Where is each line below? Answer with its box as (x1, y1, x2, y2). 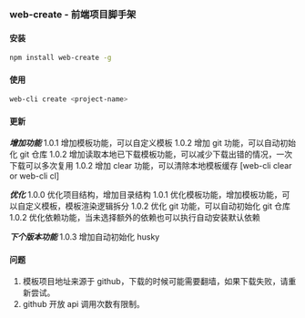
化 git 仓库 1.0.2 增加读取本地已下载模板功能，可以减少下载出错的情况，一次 (9, 149, 293, 160)
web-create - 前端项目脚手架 (9, 7, 137, 20)
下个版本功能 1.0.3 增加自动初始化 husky (9, 231, 160, 242)
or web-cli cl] (9, 170, 60, 181)
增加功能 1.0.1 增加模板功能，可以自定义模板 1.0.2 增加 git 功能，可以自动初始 (9, 138, 296, 149)
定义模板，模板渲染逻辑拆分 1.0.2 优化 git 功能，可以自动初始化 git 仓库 (25, 200, 291, 211)
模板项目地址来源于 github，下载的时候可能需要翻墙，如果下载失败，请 (22, 276, 289, 287)
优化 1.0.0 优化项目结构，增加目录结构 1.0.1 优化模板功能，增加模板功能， (9, 190, 282, 200)
